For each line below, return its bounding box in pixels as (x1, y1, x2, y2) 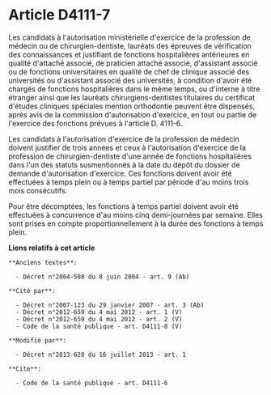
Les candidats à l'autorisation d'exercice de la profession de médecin (8, 134, 240, 143)
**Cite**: (8, 364, 42, 373)
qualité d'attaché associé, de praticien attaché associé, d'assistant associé (8, 58, 258, 68)
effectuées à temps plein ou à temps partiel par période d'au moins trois (8, 176, 249, 187)
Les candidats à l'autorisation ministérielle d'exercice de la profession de (8, 32, 251, 42)
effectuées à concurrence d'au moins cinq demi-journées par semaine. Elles (8, 210, 264, 219)
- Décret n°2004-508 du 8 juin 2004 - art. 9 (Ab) (15, 273, 190, 281)
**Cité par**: (8, 287, 57, 295)
